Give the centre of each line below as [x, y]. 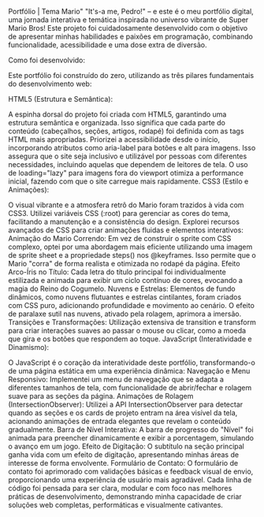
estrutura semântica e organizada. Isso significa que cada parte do [117, 123]
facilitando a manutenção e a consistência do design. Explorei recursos [124, 221]
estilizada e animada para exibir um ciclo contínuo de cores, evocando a [125, 280]
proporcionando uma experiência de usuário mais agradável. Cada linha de [130, 480]
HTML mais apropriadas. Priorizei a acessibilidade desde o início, [114, 139]
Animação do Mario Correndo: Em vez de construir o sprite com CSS [120, 238]
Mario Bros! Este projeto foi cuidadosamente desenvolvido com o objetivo [128, 28]
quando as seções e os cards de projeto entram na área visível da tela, [123, 413]
